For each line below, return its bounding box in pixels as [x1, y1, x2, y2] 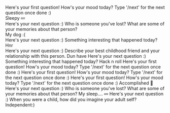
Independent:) [5, 102, 35, 108]
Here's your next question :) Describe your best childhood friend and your [5, 48, 160, 54]
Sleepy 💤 [5, 15, 25, 21]
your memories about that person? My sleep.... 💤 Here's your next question [5, 91, 164, 97]
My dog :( [5, 31, 26, 37]
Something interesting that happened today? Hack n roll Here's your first [5, 58, 157, 64]
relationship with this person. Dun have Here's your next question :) [5, 53, 146, 59]
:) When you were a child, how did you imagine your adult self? [5, 96, 137, 102]
